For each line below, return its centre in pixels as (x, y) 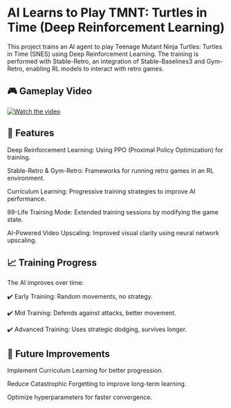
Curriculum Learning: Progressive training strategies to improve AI (101, 191)
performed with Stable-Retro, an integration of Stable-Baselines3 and (106, 61)
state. (15, 219)
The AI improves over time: (46, 283)
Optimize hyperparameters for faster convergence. (80, 397)
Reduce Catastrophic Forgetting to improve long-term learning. (97, 384)
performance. (27, 198)
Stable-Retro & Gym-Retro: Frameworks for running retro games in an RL (111, 170)
